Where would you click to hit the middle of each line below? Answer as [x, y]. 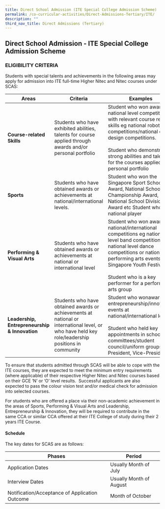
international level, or [78, 325]
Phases [56, 456]
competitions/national [133, 131]
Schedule [15, 433]
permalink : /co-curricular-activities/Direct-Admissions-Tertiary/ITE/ [80, 14]
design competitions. [132, 138]
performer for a [125, 283]
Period [134, 456]
